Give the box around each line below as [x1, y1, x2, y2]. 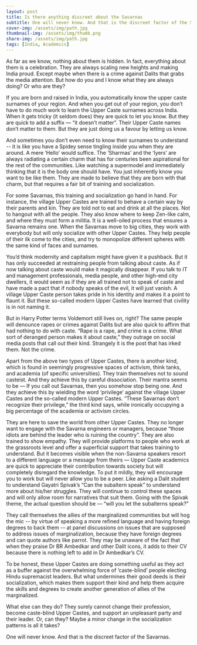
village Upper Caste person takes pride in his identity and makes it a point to [6, 291, 191, 298]
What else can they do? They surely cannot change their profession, [6, 603, 171, 610]
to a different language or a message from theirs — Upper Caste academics [6, 456, 189, 463]
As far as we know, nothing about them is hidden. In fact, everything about [6, 57, 186, 65]
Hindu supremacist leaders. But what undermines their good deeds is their [6, 573, 186, 580]
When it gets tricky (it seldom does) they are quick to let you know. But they [6, 112, 189, 119]
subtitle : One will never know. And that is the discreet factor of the [6, 19, 188, 25]
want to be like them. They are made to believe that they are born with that [6, 174, 186, 181]
